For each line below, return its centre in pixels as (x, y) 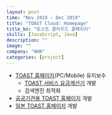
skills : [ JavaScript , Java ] (42, 35)
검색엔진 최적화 (43, 90)
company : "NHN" (26, 52)
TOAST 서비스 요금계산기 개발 (60, 83)
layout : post (23, 12)
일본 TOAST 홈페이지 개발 (46, 106)
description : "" (27, 40)
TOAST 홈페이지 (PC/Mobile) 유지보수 (61, 75)
